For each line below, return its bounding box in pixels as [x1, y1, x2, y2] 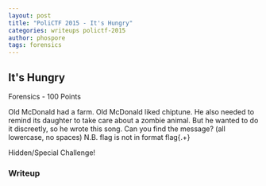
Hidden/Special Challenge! [8, 148, 96, 157]
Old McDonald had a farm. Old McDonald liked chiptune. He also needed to [8, 107, 255, 116]
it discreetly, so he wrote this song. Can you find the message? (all [8, 124, 226, 134]
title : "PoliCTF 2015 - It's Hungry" [8, 19, 133, 27]
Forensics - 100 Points [8, 91, 82, 101]
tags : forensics [8, 41, 62, 49]
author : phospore [8, 33, 66, 42]
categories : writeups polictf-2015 [8, 26, 126, 34]
